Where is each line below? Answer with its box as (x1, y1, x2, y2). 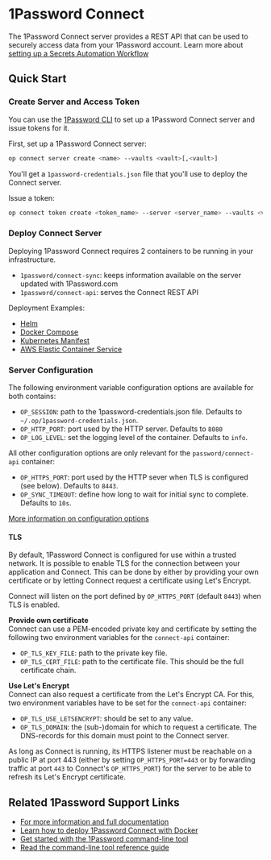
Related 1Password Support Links (8, 796, 180, 809)
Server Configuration (8, 364, 94, 376)
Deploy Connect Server (8, 227, 102, 239)
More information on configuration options (8, 513, 149, 523)
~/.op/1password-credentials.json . (19, 415, 139, 425)
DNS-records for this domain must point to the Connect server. (19, 731, 230, 741)
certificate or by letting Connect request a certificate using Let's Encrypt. (8, 575, 252, 585)
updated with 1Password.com (19, 279, 119, 289)
